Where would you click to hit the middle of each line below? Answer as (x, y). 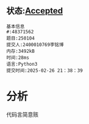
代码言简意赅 (22, 114)
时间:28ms (18, 57)
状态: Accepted (34, 11)
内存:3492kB (20, 51)
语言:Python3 (22, 64)
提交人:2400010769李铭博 (35, 44)
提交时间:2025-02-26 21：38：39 (45, 71)
